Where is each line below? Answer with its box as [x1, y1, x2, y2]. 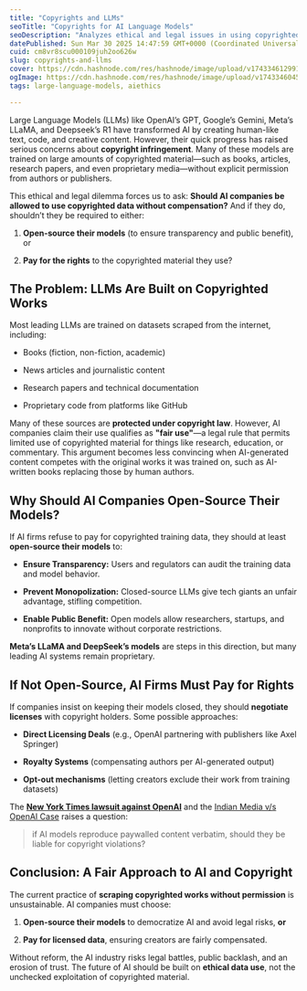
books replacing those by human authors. [37, 467, 195, 478]
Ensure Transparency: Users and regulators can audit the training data [22, 559, 291, 570]
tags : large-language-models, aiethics [9, 81, 162, 90]
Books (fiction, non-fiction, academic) [22, 347, 166, 358]
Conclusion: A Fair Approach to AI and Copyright [9, 865, 293, 880]
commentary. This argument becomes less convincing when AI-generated [9, 447, 290, 458]
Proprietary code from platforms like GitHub [22, 400, 188, 411]
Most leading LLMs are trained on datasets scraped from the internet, [9, 320, 271, 331]
